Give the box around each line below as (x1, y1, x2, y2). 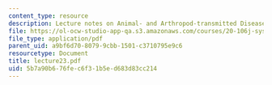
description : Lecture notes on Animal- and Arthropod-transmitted (8, 19, 237, 28)
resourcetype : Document (8, 49, 89, 57)
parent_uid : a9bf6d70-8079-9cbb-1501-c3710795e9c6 (8, 42, 183, 50)
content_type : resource (8, 11, 89, 20)
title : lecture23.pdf (8, 57, 82, 66)
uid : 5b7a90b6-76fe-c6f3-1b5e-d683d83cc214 (8, 65, 158, 73)
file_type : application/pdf (8, 34, 104, 43)
